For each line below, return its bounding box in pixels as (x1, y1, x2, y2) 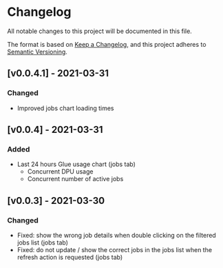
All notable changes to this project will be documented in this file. (7, 27, 193, 35)
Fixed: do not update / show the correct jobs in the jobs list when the (17, 246, 212, 254)
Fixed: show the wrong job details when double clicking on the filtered (17, 231, 217, 239)
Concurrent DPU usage (27, 167, 94, 176)
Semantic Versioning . (7, 48, 67, 56)
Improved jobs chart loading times (17, 104, 114, 112)
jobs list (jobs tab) (17, 238, 69, 247)
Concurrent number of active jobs (27, 175, 124, 183)
